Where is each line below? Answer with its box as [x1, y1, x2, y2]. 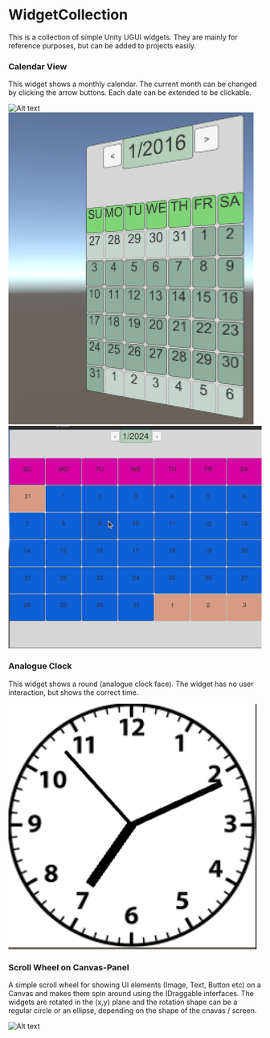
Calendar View [8, 60, 67, 72]
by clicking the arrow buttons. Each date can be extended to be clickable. [8, 88, 252, 97]
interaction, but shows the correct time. [8, 687, 139, 697]
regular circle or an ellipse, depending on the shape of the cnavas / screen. [8, 1006, 257, 1015]
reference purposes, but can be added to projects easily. [8, 40, 197, 50]
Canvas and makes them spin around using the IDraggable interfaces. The [8, 989, 255, 999]
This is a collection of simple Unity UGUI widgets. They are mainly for [8, 32, 239, 42]
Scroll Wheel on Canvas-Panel [8, 961, 130, 973]
